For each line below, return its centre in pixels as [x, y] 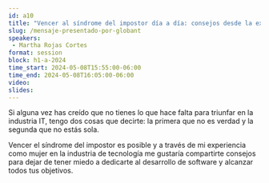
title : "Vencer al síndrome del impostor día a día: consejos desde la [130, 23]
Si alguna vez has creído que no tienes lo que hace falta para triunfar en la [131, 113]
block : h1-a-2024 [37, 61]
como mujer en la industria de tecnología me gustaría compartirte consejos [132, 153]
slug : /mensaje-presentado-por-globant [75, 30]
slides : [21, 90]
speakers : [25, 38]
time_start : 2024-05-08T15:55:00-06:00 [75, 68]
